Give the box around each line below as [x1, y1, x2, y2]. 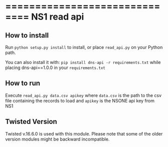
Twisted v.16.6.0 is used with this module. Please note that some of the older [5, 130, 163, 136]
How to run [5, 79, 41, 87]
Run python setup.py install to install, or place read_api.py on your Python [5, 44, 163, 50]
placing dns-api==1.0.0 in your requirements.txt [5, 64, 105, 70]
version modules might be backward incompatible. [5, 136, 110, 142]
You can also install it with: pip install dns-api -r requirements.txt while [5, 59, 161, 65]
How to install [5, 31, 49, 39]
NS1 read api [31, 11, 84, 22]
